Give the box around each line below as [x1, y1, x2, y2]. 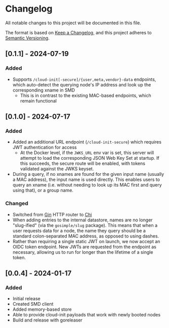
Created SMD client [12, 301, 54, 307]
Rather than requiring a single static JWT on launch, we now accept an [12, 238, 160, 244]
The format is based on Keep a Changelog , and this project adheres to [5, 29, 152, 35]
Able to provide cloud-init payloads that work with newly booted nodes [12, 312, 161, 318]
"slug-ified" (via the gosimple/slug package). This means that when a [12, 222, 158, 228]
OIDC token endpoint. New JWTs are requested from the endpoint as [12, 244, 157, 250]
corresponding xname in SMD [12, 87, 75, 93]
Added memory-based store [12, 306, 72, 312]
